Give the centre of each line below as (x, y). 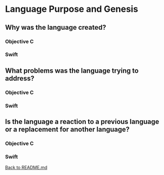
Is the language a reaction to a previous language (82, 122)
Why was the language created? (56, 27)
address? (20, 78)
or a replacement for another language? (67, 130)
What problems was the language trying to (72, 70)
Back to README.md (26, 168)
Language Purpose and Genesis (72, 9)
